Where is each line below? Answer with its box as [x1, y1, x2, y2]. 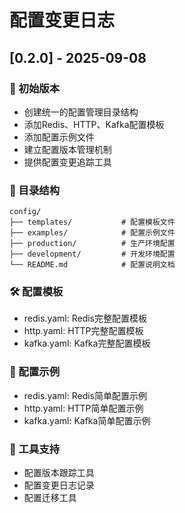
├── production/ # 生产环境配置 [9, 239, 176, 249]
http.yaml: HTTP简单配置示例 [23, 402, 144, 414]
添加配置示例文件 [23, 131, 95, 143]
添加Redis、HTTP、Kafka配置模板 [23, 118, 165, 130]
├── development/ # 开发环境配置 [9, 249, 176, 260]
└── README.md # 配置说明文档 [9, 260, 176, 270]
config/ [9, 207, 42, 217]
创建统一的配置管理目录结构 [23, 106, 139, 118]
